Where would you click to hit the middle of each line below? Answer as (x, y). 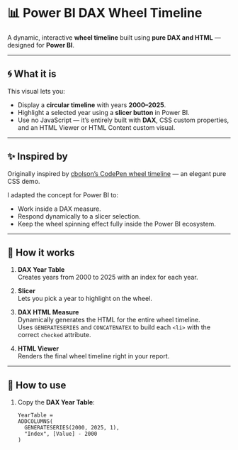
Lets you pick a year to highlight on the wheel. (85, 299)
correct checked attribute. (54, 335)
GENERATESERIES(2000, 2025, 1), (72, 428)
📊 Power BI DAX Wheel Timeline (105, 13)
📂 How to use (37, 385)
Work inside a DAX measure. (59, 209)
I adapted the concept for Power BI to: (63, 194)
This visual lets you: (36, 91)
